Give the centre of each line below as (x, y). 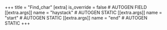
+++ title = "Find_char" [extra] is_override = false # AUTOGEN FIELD (76, 7)
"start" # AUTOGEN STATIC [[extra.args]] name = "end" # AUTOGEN (76, 18)
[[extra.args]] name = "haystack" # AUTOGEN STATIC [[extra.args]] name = (83, 12)
